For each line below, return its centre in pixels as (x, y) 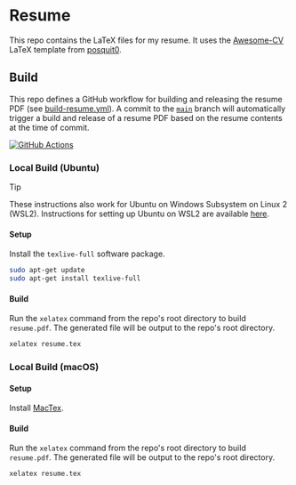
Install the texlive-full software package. (88, 254)
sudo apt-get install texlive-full (75, 279)
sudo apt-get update (48, 271)
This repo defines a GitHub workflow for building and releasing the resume (146, 99)
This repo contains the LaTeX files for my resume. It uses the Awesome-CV (147, 40)
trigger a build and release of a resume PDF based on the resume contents (146, 117)
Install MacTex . (36, 408)
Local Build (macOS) (54, 367)
